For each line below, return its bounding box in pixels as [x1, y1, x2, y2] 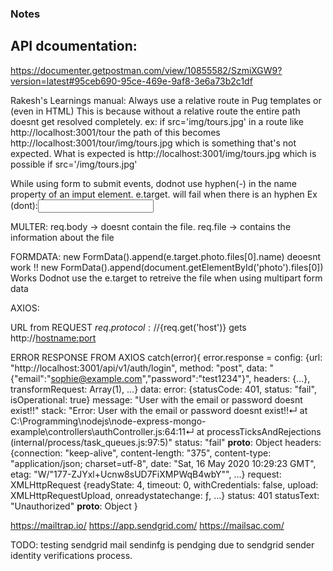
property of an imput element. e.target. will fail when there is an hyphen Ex [10, 188, 318, 200]
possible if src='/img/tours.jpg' [10, 158, 138, 170]
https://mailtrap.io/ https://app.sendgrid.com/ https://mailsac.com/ [10, 519, 285, 531]
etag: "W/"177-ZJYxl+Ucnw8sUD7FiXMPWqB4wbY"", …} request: [10, 468, 282, 480]
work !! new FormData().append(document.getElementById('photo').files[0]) [10, 261, 324, 273]
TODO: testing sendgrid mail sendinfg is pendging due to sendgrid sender [10, 538, 315, 551]
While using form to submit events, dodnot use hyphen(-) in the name [10, 177, 297, 189]
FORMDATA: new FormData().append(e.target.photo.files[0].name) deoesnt [10, 250, 322, 262]
